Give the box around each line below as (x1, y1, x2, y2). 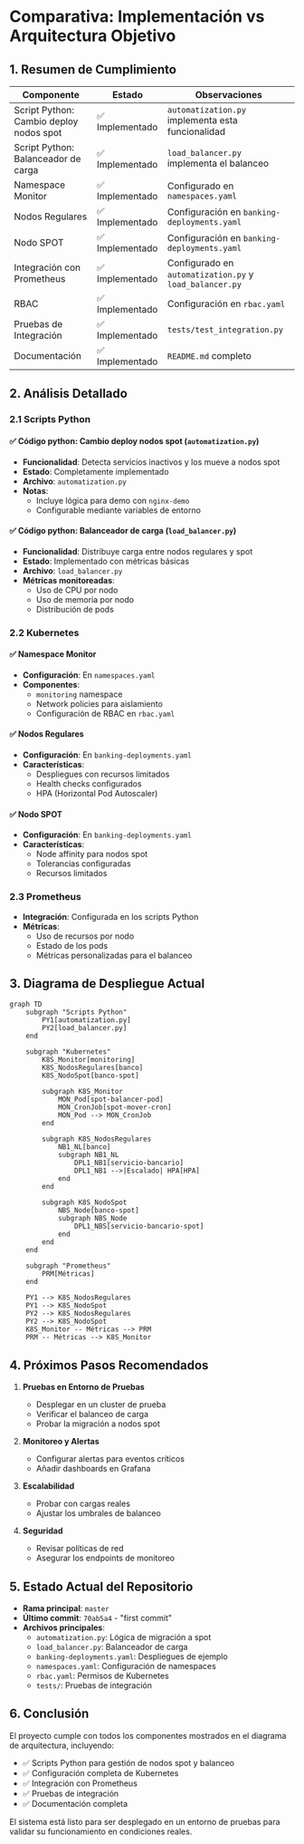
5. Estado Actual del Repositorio (9, 1579, 194, 1594)
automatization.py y (166, 268, 254, 280)
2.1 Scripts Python (9, 413, 91, 426)
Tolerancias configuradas (35, 858, 131, 869)
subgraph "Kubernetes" (25, 1048, 111, 1057)
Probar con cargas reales (35, 1498, 131, 1510)
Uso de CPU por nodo (35, 584, 119, 595)
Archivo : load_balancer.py (22, 565, 123, 576)
